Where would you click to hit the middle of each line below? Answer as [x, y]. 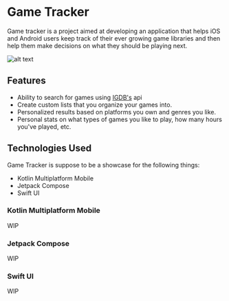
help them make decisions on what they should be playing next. [97, 45]
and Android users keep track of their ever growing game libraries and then [114, 38]
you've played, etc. [44, 126]
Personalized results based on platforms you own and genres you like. [117, 112]
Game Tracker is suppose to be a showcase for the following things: [103, 165]
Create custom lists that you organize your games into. [95, 105]
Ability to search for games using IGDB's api [79, 97]
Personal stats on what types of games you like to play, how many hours [119, 119]
